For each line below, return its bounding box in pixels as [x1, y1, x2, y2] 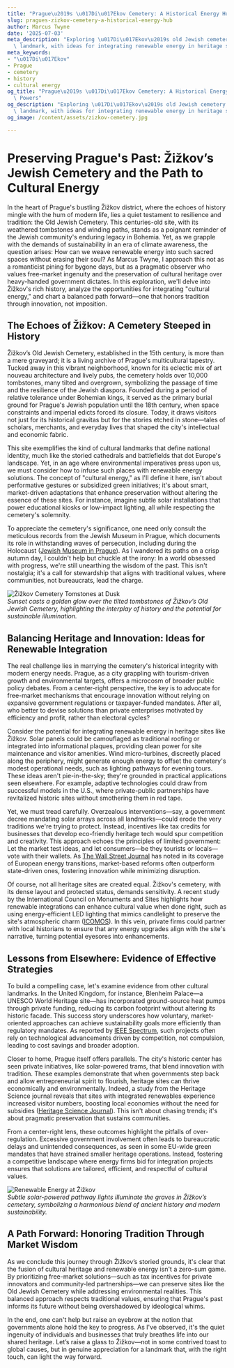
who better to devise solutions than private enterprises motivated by [7, 706, 203, 715]
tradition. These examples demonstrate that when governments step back [7, 1069, 219, 1078]
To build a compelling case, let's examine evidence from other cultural [7, 982, 209, 990]
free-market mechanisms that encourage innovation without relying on [7, 692, 210, 700]
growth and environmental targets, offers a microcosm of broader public [7, 676, 214, 685]
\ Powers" [13, 95, 42, 102]
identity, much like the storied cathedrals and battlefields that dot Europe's [7, 452, 221, 460]
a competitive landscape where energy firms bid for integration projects [7, 1157, 214, 1166]
